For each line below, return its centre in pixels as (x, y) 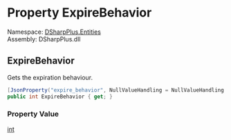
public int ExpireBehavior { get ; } (60, 97)
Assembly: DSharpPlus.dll (44, 39)
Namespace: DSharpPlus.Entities (54, 32)
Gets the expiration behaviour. (50, 77)
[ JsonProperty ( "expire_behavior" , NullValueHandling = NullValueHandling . (117, 90)
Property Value (33, 114)
